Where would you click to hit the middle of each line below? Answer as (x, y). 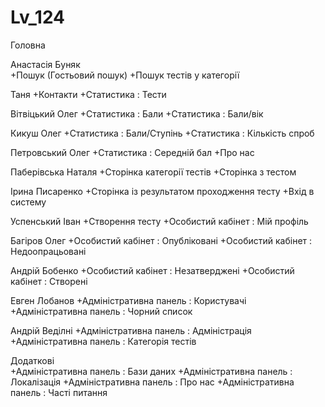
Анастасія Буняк (45, 64)
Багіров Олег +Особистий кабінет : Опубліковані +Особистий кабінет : (161, 240)
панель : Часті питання (59, 392)
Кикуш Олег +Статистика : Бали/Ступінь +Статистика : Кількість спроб (162, 133)
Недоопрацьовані (48, 251)
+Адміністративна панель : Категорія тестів (103, 341)
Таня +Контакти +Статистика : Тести (88, 94)
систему (28, 202)
